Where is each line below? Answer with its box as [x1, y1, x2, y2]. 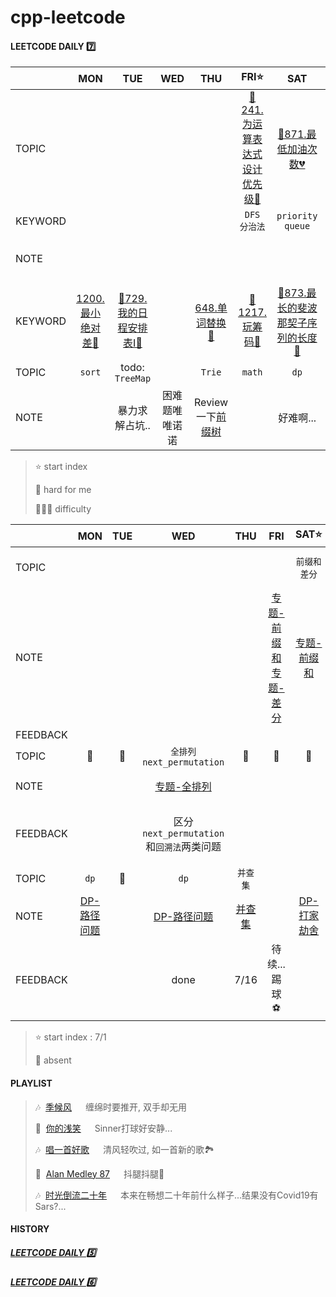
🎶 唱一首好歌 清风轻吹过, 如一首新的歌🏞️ [34, 1143, 215, 1155]
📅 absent [34, 1054, 72, 1066]
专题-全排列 [154, 780, 212, 794]
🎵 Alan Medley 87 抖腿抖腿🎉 [34, 1167, 165, 1180]
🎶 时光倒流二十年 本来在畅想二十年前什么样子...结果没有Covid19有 [34, 1189, 319, 1201]
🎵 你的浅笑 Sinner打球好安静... [34, 1122, 173, 1134]
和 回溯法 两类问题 [145, 840, 222, 854]
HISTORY [10, 1223, 50, 1235]
